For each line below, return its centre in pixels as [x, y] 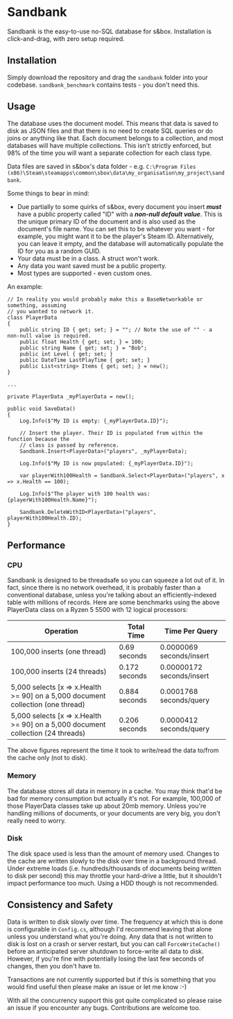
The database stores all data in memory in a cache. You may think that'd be [115, 791]
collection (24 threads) [48, 734]
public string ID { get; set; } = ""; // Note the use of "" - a [116, 330]
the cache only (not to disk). [48, 758]
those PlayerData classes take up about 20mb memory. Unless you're [107, 806]
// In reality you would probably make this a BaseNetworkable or [105, 299]
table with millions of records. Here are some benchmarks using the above [113, 602]
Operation [61, 631]
